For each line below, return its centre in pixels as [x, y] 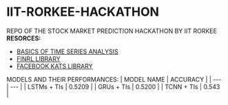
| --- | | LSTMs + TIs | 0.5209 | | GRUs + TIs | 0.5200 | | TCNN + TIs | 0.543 [113, 86]
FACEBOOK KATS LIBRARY [55, 66]
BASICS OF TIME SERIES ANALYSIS [67, 51]
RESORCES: [24, 38]
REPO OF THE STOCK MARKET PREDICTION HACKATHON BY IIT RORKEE [112, 31]
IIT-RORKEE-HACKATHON [83, 12]
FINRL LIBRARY [38, 58]
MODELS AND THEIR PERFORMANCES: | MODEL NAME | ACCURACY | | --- [114, 79]
